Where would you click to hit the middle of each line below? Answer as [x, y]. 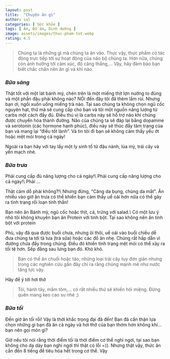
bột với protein [21, 223]
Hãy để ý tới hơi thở [26, 280]
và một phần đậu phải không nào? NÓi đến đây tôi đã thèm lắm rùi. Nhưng [83, 99]
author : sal [18, 19]
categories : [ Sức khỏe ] [32, 24]
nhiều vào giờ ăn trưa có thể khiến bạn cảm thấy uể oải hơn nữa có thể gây [83, 197]
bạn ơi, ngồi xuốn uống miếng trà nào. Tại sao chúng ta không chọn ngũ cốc [85, 104]
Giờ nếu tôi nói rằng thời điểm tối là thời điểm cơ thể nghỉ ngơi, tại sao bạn [82, 340]
